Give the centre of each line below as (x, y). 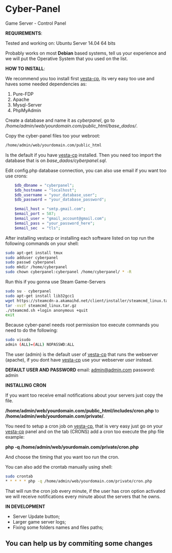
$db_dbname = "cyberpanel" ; (44, 185)
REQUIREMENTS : (24, 33)
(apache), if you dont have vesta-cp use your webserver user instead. (79, 360)
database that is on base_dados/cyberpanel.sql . (56, 160)
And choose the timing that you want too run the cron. (62, 457)
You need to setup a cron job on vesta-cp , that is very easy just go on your (84, 426)
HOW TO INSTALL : (25, 68)
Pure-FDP (23, 94)
